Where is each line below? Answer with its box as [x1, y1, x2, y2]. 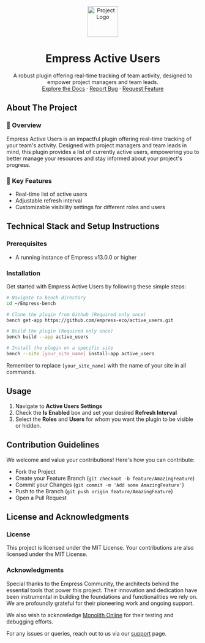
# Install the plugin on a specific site [6, 345, 114, 352]
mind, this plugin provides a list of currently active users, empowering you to [6, 148, 199, 155]
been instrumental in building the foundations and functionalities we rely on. [6, 593, 198, 600]
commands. [6, 368, 37, 375]
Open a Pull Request [15, 494, 67, 501]
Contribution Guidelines [6, 440, 100, 450]
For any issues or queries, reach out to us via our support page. [6, 630, 167, 637]
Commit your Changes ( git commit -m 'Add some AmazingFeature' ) [15, 481, 185, 488]
